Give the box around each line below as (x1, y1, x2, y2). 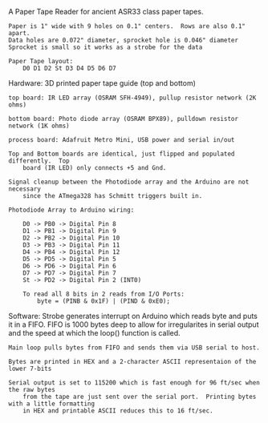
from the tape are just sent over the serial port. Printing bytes (22, 393, 257, 401)
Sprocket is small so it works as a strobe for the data (8, 43, 203, 51)
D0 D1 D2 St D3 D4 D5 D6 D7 (22, 64, 116, 72)
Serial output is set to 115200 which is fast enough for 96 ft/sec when (8, 379, 261, 387)
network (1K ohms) (8, 122, 70, 130)
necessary (8, 185, 42, 193)
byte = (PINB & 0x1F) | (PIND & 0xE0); (37, 297, 171, 305)
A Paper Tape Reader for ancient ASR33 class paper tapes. (8, 7, 204, 16)
